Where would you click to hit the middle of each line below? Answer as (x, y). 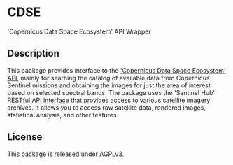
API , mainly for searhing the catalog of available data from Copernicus (108, 78)
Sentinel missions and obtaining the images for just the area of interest (109, 85)
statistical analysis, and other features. (63, 115)
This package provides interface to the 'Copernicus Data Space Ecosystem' (116, 70)
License (25, 137)
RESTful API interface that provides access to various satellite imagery (109, 100)
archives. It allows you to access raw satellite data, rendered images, (107, 107)
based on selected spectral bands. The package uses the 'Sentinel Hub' (111, 92)
